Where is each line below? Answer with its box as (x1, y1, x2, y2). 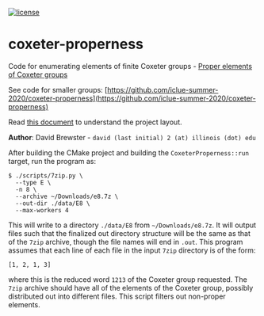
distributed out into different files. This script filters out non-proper (8, 291, 226, 301)
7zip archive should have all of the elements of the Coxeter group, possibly (8, 283, 254, 292)
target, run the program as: (8, 156, 97, 166)
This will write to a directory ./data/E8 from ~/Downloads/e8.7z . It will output (8, 220, 256, 230)
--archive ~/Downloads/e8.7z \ (15, 192, 119, 200)
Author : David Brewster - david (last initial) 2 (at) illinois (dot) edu (8, 132, 256, 142)
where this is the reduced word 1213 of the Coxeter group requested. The (8, 274, 247, 284)
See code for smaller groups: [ (8, 85, 108, 94)
